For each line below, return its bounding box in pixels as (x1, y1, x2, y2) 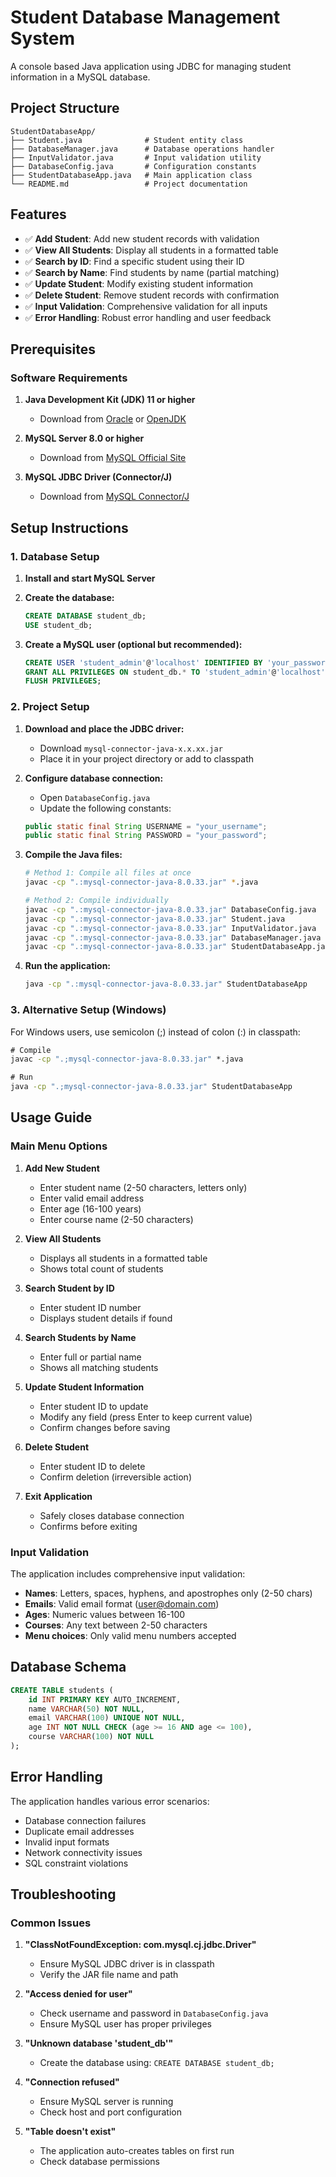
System (10, 27, 76, 50)
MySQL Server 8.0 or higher (24, 432, 145, 445)
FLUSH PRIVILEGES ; (24, 676, 102, 686)
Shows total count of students (39, 1262, 164, 1275)
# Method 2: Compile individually (24, 896, 169, 906)
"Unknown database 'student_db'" (24, 2037, 174, 2050)
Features (10, 206, 67, 223)
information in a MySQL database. (10, 71, 151, 83)
